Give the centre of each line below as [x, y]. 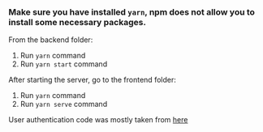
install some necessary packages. [77, 22]
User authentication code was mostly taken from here [98, 120]
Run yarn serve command [64, 104]
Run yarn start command [64, 64]
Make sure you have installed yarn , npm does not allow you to [132, 12]
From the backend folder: [51, 40]
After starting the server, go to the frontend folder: [92, 80]
